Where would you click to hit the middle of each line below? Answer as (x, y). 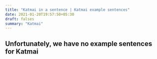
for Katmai (22, 51)
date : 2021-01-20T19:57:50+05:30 (40, 14)
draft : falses (20, 19)
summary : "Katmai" (24, 24)
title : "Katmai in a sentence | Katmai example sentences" (68, 10)
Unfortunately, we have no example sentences (79, 43)
